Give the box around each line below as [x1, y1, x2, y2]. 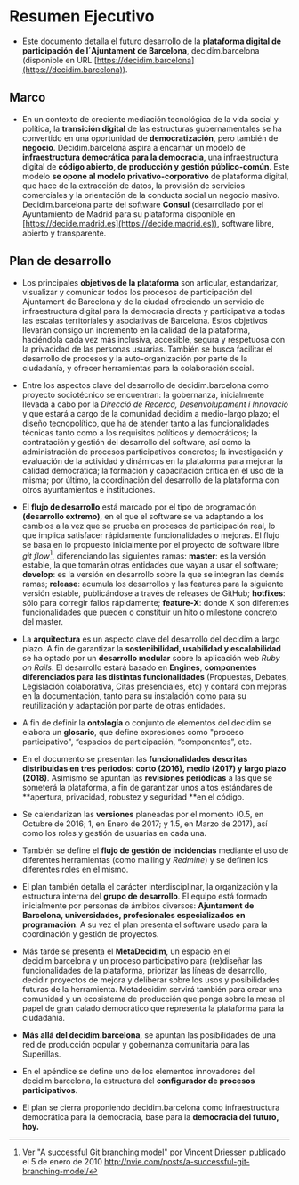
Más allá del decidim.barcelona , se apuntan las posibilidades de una [21, 1030, 276, 1040]
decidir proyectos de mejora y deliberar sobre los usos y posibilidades [21, 974, 280, 985]
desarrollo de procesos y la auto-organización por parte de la [21, 352, 248, 363]
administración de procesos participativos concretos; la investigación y [21, 446, 284, 457]
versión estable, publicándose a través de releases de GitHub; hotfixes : [21, 588, 287, 599]
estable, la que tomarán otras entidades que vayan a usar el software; [21, 559, 279, 570]
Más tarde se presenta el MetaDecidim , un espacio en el [21, 946, 231, 957]
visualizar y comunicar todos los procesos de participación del [21, 286, 253, 297]
